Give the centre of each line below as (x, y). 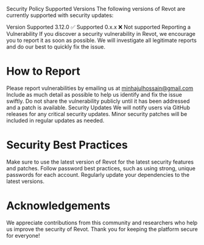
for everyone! (23, 235)
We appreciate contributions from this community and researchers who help (102, 223)
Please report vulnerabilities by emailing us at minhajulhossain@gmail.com (100, 88)
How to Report (43, 71)
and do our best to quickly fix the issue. (56, 47)
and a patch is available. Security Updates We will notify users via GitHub (98, 107)
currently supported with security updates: (60, 15)
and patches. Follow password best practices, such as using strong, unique (101, 168)
